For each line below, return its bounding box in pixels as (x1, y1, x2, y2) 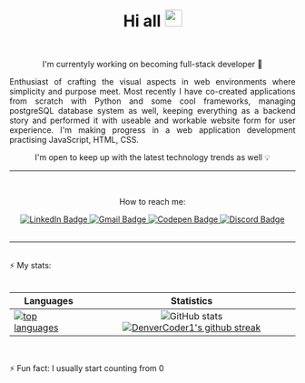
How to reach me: (119, 196, 186, 207)
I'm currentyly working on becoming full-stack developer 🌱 (42, 58, 263, 69)
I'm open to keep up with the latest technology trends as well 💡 (34, 151, 271, 163)
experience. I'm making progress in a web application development (9, 124, 296, 136)
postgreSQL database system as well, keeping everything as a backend (9, 105, 296, 116)
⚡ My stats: (9, 259, 52, 270)
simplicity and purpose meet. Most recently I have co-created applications (9, 86, 296, 96)
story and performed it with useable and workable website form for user (9, 115, 296, 126)
